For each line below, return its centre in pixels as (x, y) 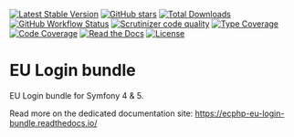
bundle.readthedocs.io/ (53, 122)
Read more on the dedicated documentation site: (101, 113)
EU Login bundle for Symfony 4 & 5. (77, 95)
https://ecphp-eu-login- (240, 113)
